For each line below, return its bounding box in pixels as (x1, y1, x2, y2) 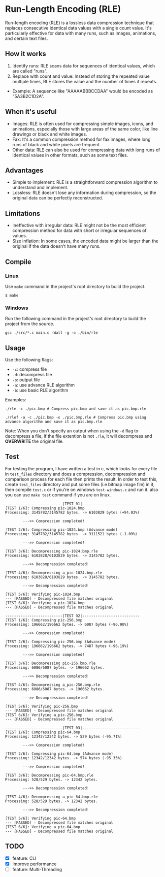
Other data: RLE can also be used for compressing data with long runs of (12, 147, 160, 153)
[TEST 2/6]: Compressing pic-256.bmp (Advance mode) (5, 639, 116, 644)
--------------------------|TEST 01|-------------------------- (5, 501, 140, 506)
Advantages (5, 166, 43, 174)
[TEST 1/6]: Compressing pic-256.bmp (5, 617, 83, 622)
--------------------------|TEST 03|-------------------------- (5, 725, 140, 730)
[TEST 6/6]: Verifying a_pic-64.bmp (5, 824, 80, 829)
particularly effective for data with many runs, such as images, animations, (5, 30, 157, 36)
